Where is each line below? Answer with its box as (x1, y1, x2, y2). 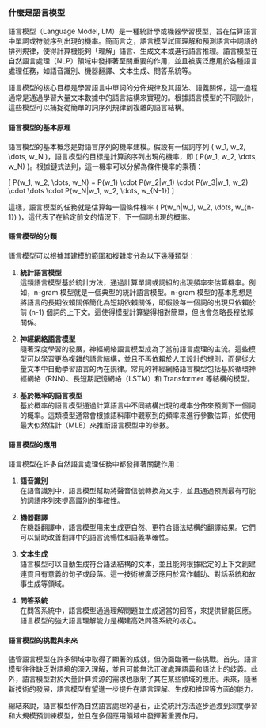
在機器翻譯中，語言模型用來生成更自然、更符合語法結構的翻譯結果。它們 (19, 522, 256, 532)
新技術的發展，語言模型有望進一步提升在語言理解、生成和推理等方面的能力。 (8, 684, 258, 694)
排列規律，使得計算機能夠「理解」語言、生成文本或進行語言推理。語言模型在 (8, 46, 258, 56)
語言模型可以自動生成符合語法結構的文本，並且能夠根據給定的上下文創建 (19, 559, 256, 569)
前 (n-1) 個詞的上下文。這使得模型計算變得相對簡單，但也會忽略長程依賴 (19, 307, 255, 316)
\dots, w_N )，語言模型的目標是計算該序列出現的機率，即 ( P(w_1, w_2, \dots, (8, 151, 257, 161)
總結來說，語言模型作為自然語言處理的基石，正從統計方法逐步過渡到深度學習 (8, 701, 258, 711)
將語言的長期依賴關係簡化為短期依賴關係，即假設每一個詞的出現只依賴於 (19, 297, 256, 307)
